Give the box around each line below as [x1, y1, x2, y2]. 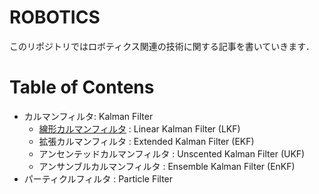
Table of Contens [9, 76, 155, 99]
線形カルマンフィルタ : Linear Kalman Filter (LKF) [38, 122, 241, 135]
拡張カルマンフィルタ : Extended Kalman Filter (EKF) [38, 135, 255, 147]
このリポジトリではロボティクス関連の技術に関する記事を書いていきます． [9, 40, 315, 52]
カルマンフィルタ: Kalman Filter [23, 110, 154, 122]
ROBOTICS [9, 6, 101, 29]
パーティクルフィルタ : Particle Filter [23, 172, 174, 185]
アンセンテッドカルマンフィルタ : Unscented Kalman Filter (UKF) [38, 147, 306, 160]
